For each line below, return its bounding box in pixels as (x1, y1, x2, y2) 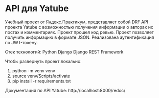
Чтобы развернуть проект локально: (5, 58, 82, 64)
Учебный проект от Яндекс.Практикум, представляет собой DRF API (5, 19, 148, 25)
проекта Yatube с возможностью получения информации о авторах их (5, 24, 153, 30)
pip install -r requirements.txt (12, 78, 71, 84)
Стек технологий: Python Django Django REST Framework (5, 49, 124, 55)
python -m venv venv (12, 67, 55, 73)
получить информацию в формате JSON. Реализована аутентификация (5, 34, 154, 40)
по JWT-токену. (5, 39, 38, 45)
